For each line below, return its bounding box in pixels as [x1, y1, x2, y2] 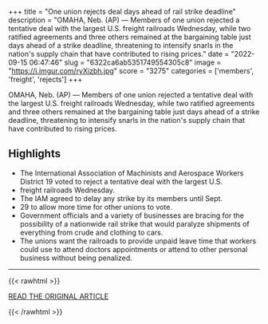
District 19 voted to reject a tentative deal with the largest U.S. [19, 176, 223, 186]
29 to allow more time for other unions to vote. [19, 202, 173, 211]
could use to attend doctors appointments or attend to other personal [19, 244, 248, 254]
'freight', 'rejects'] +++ [8, 75, 83, 84]
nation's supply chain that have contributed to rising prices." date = [8, 49, 230, 58]
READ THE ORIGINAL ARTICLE [8, 291, 109, 301]
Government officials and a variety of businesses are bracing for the [19, 211, 245, 220]
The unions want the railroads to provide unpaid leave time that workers [19, 235, 257, 246]
